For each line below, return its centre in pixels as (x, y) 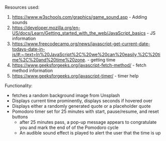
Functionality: (19, 86)
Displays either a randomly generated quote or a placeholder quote (81, 106)
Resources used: (22, 7)
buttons (20, 117)
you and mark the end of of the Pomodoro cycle (69, 127)
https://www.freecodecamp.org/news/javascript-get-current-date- (81, 44)
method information (32, 70)
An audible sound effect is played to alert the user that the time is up (90, 133)
